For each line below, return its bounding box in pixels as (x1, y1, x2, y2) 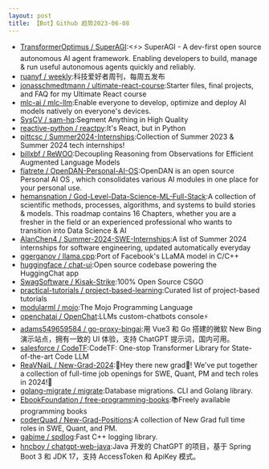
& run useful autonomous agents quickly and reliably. (19, 62, 196, 71)
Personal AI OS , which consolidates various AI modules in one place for (19, 174, 259, 184)
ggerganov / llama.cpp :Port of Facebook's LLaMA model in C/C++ (19, 251, 239, 261)
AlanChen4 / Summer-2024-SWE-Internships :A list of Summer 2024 (19, 234, 247, 243)
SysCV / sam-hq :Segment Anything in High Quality (19, 114, 189, 124)
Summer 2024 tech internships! (19, 140, 125, 149)
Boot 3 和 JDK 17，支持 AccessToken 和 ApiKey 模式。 (19, 451, 201, 461)
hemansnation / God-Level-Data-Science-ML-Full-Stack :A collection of (19, 191, 256, 201)
